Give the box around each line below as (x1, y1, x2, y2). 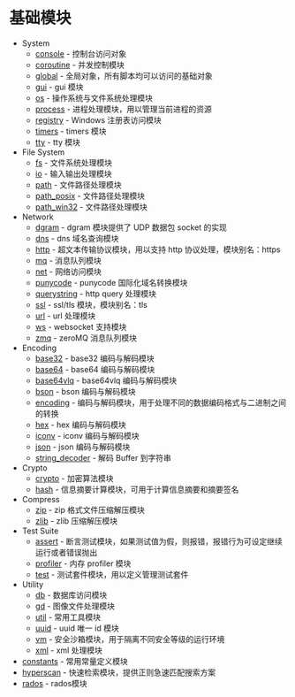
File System (21, 147, 65, 157)
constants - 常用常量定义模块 (21, 655, 128, 666)
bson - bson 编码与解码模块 (34, 386, 137, 396)
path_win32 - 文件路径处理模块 (34, 201, 148, 212)
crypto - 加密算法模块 (34, 472, 114, 483)
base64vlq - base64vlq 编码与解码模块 (34, 375, 178, 386)
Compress (21, 494, 60, 504)
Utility (21, 578, 44, 589)
